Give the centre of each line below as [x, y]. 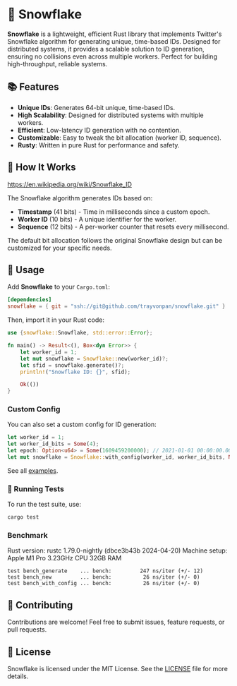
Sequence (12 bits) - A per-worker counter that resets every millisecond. [123, 227]
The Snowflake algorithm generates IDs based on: [80, 198]
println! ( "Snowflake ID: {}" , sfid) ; [75, 372]
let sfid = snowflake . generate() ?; [72, 365]
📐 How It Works [42, 168]
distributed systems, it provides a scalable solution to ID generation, [106, 49]
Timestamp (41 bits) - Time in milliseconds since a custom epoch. [114, 212]
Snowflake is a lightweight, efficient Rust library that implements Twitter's [115, 34]
